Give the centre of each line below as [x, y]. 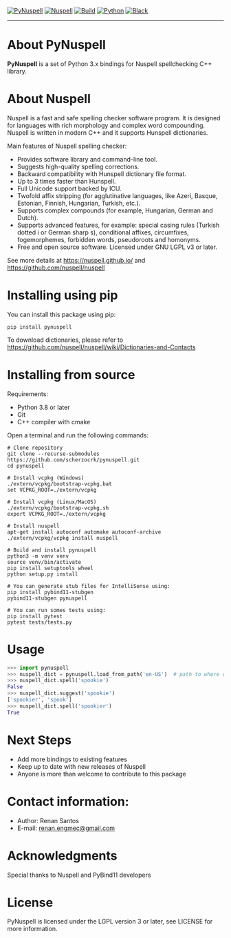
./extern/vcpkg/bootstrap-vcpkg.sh [58, 508]
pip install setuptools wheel [51, 568]
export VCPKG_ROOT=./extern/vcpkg [57, 514]
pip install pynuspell [40, 327]
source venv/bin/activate [44, 562]
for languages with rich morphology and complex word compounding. [106, 125]
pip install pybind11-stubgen [51, 592]
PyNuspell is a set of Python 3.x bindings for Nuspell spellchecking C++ [110, 64]
